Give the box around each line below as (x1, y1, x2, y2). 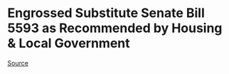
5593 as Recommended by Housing (7, 20, 223, 36)
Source (7, 58, 28, 67)
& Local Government (7, 36, 130, 51)
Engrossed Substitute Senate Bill (7, 5, 205, 21)
